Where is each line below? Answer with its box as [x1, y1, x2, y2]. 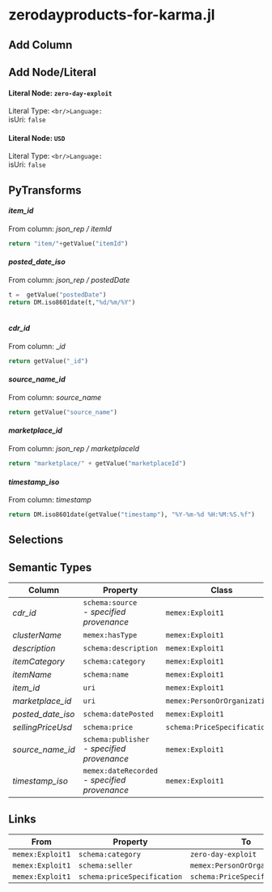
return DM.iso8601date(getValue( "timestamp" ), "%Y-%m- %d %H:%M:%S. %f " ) [8, 510, 255, 519]
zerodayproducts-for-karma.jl [8, 6, 215, 24]
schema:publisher [83, 735, 150, 745]
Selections [8, 533, 63, 547]
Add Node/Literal [8, 65, 97, 79]
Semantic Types [8, 561, 92, 574]
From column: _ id [8, 341, 66, 351]
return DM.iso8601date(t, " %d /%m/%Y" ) [8, 298, 136, 306]
